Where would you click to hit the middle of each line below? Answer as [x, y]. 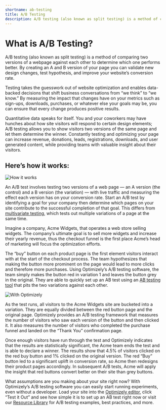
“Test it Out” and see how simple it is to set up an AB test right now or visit [81, 397]
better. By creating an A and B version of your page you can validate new [80, 68]
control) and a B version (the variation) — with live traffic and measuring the [82, 192]
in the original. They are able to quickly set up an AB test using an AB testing [83, 280]
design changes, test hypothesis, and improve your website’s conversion [79, 73]
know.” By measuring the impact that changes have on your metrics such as [82, 98]
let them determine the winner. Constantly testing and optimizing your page [82, 134]
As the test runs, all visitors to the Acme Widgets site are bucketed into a [79, 305]
